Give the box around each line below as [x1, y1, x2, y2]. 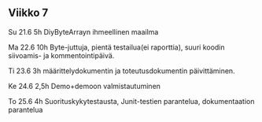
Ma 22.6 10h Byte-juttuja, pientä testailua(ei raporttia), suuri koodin [8, 43, 226, 52]
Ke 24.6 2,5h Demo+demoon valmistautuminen [8, 81, 161, 91]
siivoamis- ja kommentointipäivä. [8, 50, 115, 60]
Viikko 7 [8, 6, 49, 20]
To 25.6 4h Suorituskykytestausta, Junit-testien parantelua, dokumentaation [8, 96, 255, 105]
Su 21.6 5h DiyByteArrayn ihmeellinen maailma [8, 27, 159, 36]
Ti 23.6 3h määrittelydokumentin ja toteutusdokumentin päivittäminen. [8, 66, 235, 76]
